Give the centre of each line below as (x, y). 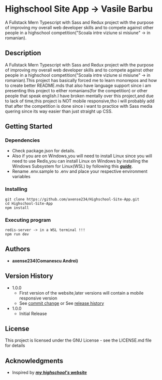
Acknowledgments (34, 361)
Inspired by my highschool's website (49, 373)
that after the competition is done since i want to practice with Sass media (79, 106)
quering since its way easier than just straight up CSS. (59, 111)
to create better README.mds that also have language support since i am (78, 85)
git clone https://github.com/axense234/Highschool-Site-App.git (72, 199)
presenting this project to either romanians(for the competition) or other (76, 90)
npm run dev (17, 234)
